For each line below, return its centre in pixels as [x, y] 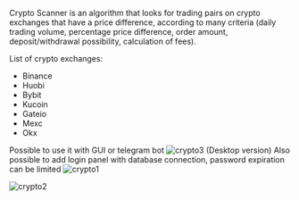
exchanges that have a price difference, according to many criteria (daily [143, 22]
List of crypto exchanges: [56, 58]
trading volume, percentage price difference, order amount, [119, 32]
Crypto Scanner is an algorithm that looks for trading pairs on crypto [135, 13]
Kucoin [35, 104]
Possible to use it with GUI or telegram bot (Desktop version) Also [149, 150]
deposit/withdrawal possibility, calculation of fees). [103, 41]
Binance [37, 76]
